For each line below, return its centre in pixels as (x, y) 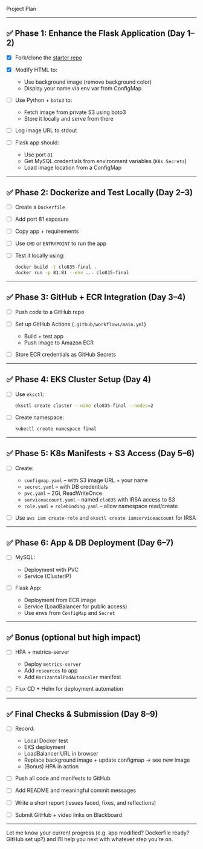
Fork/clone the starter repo (49, 58)
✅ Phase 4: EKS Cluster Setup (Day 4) (79, 379)
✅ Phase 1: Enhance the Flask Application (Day (96, 34)
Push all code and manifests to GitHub (63, 778)
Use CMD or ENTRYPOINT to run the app (61, 243)
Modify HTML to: (36, 70)
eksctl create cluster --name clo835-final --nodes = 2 (84, 406)
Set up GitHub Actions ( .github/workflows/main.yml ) (80, 324)
